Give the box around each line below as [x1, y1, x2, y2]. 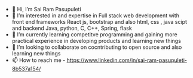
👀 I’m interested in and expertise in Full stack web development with [11, 12, 179, 19]
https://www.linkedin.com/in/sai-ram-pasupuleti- [66, 57, 187, 64]
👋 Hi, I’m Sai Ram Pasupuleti [11, 6, 82, 13]
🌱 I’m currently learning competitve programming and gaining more [11, 31, 177, 38]
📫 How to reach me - [11, 57, 66, 64]
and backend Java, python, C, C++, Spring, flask [11, 24, 133, 32]
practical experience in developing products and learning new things [11, 38, 181, 44]
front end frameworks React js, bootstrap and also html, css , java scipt [11, 18, 187, 25]
